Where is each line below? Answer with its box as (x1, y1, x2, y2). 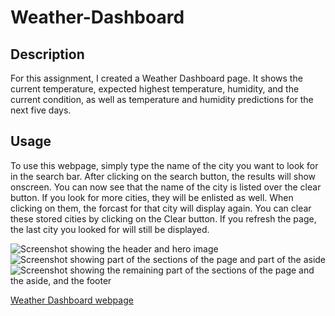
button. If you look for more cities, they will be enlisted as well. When (10, 191, 294, 203)
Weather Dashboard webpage (10, 294, 134, 306)
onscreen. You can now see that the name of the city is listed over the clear (10, 181, 322, 193)
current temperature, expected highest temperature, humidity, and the (10, 83, 300, 95)
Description (10, 46, 85, 63)
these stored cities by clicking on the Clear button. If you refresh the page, (10, 212, 317, 225)
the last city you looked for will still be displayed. (10, 223, 210, 235)
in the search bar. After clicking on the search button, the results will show (10, 170, 317, 182)
